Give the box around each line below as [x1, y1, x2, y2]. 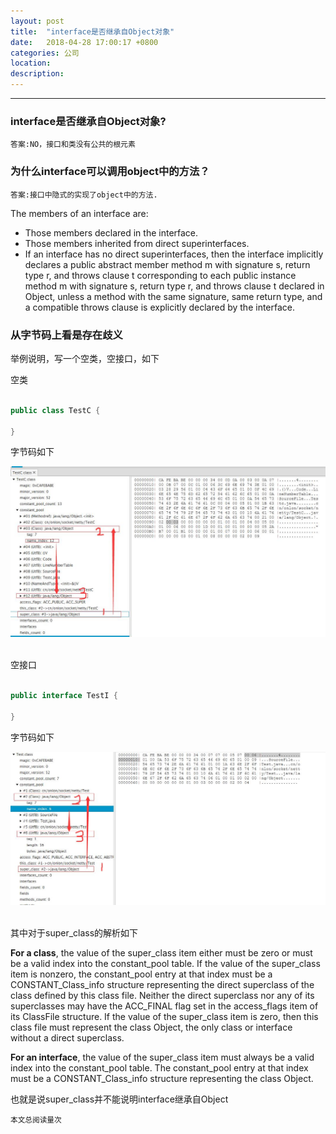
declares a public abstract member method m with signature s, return [24, 258, 311, 270]
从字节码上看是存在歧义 [10, 328, 123, 342]
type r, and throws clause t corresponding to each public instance [24, 269, 297, 281]
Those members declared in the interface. [24, 226, 199, 239]
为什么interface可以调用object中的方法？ [10, 165, 210, 179]
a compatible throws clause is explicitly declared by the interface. [24, 301, 296, 313]
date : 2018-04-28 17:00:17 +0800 [10, 37, 159, 47]
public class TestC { [10, 405, 101, 415]
